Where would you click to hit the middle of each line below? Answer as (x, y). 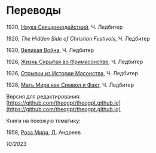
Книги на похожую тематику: (43, 121)
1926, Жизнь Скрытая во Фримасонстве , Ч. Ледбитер (75, 62)
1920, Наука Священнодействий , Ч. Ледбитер (65, 27)
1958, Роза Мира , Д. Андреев (44, 132)
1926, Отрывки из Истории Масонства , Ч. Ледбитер (72, 73)
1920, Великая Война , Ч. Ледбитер (50, 50)
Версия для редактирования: (44, 96)
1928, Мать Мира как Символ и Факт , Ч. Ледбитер (70, 85)
